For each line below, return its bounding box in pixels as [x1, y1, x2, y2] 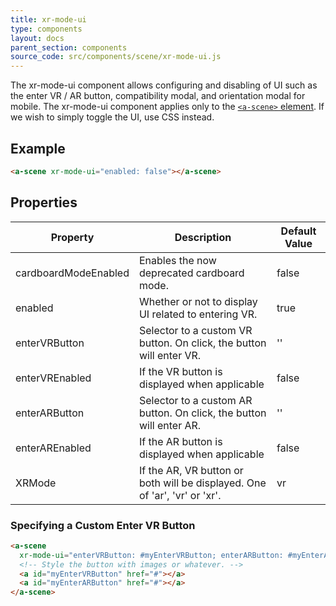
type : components [10, 24, 83, 34]
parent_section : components [10, 42, 128, 53]
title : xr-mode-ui [10, 14, 87, 25]
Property [50, 230, 95, 244]
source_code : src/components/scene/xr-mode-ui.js [10, 52, 222, 62]
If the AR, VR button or [138, 463, 244, 477]
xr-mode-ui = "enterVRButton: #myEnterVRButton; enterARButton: [19, 550, 284, 560]
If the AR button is [138, 434, 223, 448]
